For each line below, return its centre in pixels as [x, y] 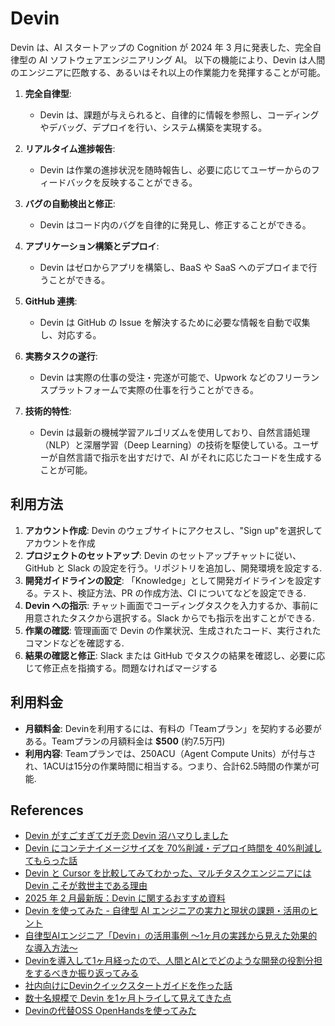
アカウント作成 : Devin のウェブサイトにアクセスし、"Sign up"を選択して [173, 530]
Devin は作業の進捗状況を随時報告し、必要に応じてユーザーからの [175, 169]
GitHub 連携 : [51, 301]
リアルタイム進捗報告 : [70, 148]
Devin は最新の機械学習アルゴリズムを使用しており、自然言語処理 [175, 432]
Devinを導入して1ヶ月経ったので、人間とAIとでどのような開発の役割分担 [173, 961]
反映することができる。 [149, 182]
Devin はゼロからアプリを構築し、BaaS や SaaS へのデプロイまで [174, 267]
